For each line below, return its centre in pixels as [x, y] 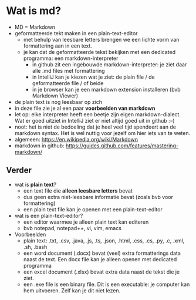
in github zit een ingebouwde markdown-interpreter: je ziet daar [109, 64]
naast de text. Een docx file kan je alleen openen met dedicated [100, 259]
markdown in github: [39, 146]
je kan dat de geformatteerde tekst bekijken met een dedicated [99, 52]
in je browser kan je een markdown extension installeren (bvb [106, 89]
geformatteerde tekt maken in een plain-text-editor [76, 33]
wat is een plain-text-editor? [49, 215]
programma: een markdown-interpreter [71, 58]
